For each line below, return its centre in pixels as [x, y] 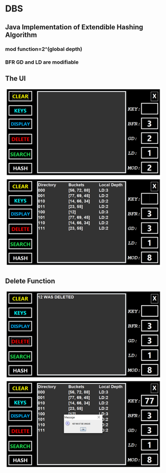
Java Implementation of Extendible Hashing [74, 27]
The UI [15, 78]
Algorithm [21, 35]
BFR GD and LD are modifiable [42, 62]
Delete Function [30, 281]
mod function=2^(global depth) [44, 49]
